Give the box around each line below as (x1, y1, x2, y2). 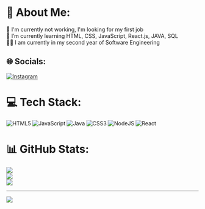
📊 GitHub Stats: (6, 142, 90, 156)
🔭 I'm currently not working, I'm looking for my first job (6, 26, 144, 33)
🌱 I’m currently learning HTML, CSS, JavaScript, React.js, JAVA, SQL (6, 32, 179, 39)
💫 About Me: (6, 5, 71, 20)
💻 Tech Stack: (6, 95, 82, 109)
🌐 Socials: (6, 56, 46, 67)
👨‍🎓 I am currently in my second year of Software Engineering (6, 38, 160, 46)
